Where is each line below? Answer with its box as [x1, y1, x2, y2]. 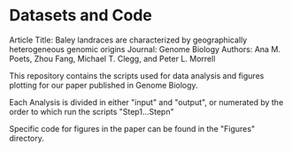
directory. [9, 133, 44, 143]
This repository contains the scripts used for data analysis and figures [9, 70, 265, 80]
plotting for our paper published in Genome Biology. [9, 80, 198, 90]
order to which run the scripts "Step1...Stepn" [9, 106, 174, 117]
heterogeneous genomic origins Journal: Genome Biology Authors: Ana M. [9, 43, 281, 54]
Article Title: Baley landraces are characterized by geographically [9, 34, 248, 45]
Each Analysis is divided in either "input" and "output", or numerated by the [9, 96, 284, 107]
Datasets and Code [9, 5, 153, 26]
